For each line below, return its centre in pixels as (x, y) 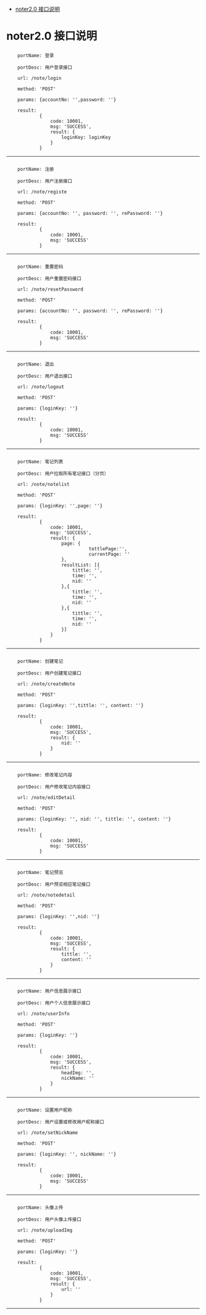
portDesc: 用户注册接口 (45, 181)
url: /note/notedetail (46, 895)
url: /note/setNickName (48, 1133)
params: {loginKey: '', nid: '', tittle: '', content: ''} (94, 819)
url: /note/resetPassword (51, 289)
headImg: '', (78, 1073)
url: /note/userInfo (44, 1014)
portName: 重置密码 (40, 267)
